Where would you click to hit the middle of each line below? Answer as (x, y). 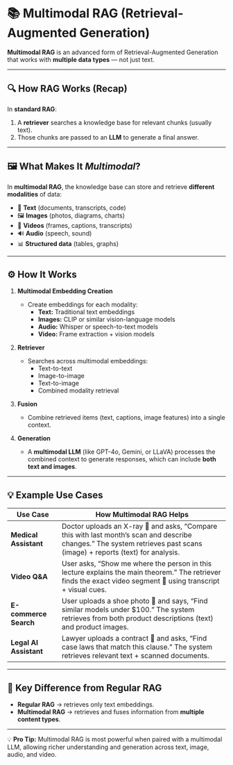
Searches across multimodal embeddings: (88, 361)
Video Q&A (29, 577)
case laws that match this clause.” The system (137, 647)
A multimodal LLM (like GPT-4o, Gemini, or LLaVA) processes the (121, 452)
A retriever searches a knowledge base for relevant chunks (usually (114, 122)
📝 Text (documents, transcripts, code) (71, 207)
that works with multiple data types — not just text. (81, 59)
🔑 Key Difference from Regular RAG (85, 688)
